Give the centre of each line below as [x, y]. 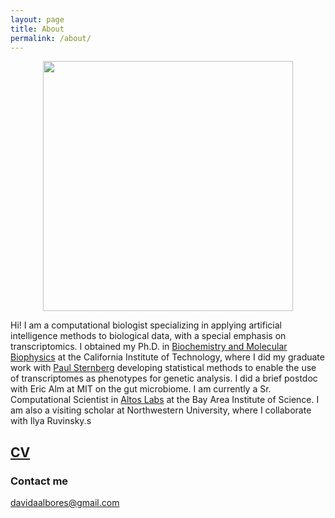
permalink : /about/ [51, 38]
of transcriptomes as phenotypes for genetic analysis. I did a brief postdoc [164, 378]
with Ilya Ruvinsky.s [51, 421]
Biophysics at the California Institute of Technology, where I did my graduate [167, 357]
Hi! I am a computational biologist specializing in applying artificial [146, 325]
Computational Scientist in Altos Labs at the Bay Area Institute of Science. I [165, 400]
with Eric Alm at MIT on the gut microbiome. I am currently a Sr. [141, 389]
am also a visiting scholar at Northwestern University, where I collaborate [161, 410]
